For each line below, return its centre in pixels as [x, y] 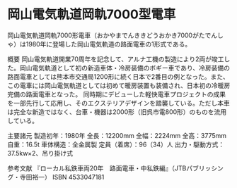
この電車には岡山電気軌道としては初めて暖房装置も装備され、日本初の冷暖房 [119, 85]
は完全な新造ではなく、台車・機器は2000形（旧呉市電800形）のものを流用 [117, 112]
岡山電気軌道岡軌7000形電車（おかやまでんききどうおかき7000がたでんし [116, 35]
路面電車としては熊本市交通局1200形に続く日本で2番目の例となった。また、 [118, 76]
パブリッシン [205, 168]
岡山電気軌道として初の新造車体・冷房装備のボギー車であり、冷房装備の [125, 68]
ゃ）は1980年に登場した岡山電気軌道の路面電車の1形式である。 [99, 44]
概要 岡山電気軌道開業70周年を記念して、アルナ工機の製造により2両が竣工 [116, 59]
